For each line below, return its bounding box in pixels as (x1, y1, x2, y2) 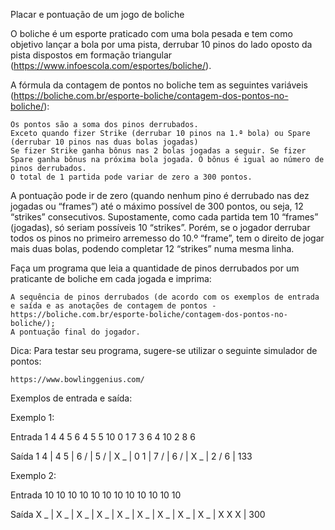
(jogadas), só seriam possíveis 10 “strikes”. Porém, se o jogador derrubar (10, 222, 311, 233)
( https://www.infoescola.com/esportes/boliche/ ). (10, 60, 212, 71)
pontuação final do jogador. (19, 327, 141, 337)
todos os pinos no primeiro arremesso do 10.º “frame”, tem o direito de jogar (10, 232, 325, 244)
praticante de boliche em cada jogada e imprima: (10, 273, 212, 284)
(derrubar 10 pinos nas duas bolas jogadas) (10, 137, 199, 147)
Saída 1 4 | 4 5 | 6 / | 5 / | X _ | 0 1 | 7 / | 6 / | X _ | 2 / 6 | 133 (10, 450, 253, 462)
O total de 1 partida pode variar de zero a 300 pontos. (10, 172, 253, 182)
